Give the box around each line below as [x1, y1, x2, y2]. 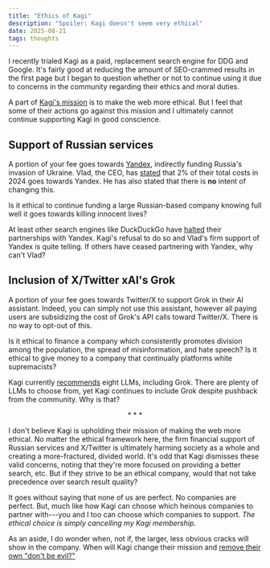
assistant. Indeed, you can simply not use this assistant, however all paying [8, 303, 257, 313]
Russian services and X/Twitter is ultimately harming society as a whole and [8, 442, 260, 452]
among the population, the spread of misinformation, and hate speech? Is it [8, 344, 257, 354]
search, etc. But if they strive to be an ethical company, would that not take [8, 468, 256, 478]
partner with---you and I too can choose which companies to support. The [8, 509, 256, 519]
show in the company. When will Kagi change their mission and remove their [8, 542, 261, 552]
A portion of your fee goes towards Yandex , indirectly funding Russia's [8, 159, 243, 169]
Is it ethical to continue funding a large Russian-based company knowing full [8, 200, 262, 210]
